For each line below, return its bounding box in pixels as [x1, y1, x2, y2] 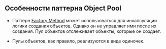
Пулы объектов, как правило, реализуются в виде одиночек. [12, 38, 145, 44]
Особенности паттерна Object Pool [5, 4, 121, 13]
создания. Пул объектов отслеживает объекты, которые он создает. [12, 28, 161, 34]
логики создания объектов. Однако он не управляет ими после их [12, 23, 157, 29]
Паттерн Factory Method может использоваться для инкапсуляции [12, 17, 157, 23]
